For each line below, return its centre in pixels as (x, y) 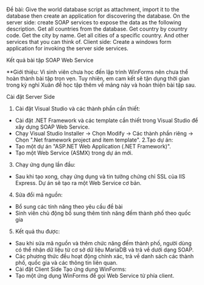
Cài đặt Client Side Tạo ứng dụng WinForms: (71, 269)
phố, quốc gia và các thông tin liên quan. (66, 263)
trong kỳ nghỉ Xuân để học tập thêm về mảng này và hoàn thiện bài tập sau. (101, 85)
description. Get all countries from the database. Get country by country (97, 29)
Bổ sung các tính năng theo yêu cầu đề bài (69, 207)
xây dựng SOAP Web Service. (52, 127)
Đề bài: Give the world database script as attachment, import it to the (93, 9)
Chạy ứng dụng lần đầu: (45, 164)
